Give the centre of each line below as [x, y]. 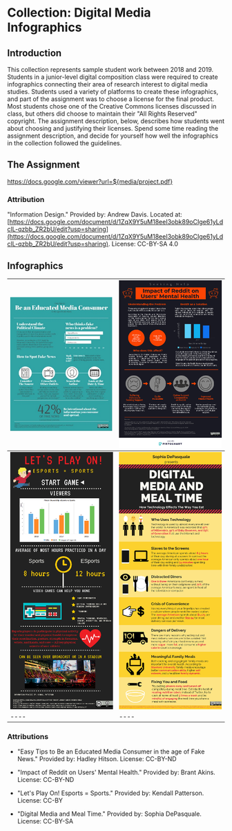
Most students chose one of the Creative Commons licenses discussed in [112, 106]
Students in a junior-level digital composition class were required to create [113, 77]
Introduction [35, 53]
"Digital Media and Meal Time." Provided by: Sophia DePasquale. [109, 814]
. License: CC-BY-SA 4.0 [143, 244]
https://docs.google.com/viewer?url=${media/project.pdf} [90, 181]
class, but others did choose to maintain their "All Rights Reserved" [103, 113]
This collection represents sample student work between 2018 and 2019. [110, 70]
